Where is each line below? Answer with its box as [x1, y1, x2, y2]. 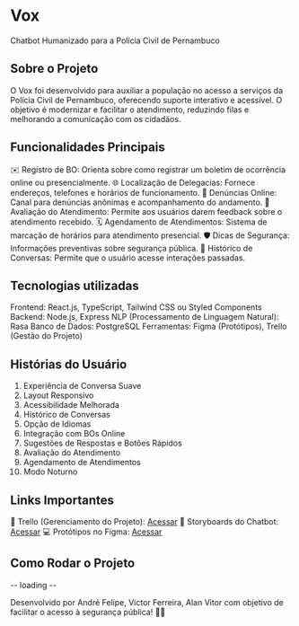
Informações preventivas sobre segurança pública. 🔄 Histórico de [10, 242, 253, 253]
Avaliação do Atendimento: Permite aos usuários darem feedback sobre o [10, 206, 283, 216]
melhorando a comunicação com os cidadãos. [10, 113, 181, 124]
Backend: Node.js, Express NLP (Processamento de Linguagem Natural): [10, 312, 279, 322]
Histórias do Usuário [10, 357, 128, 372]
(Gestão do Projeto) [10, 331, 84, 341]
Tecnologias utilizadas [10, 278, 139, 293]
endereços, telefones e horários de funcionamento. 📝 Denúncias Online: [10, 187, 277, 198]
